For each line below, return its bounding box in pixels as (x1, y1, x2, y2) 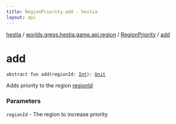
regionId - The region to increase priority (6, 110, 108, 117)
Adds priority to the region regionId (6, 82, 93, 89)
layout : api (6, 14, 36, 20)
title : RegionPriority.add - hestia (6, 8, 98, 15)
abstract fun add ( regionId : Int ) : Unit (6, 71, 106, 78)
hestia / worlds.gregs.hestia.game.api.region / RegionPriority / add (6, 31, 171, 38)
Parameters (6, 97, 41, 105)
